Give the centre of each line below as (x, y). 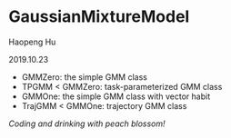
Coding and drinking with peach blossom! (87, 123)
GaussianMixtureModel (99, 17)
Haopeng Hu (32, 42)
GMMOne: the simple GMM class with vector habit (116, 96)
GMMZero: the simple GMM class (84, 77)
